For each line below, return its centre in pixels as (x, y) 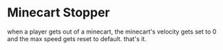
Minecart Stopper (59, 13)
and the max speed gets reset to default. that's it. (77, 38)
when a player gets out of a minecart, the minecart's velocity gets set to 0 (112, 32)
